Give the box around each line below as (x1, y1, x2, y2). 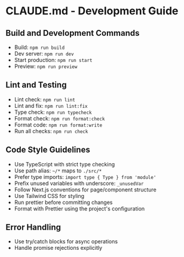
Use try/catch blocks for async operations (14, 238, 118, 245)
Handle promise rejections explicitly (14, 244, 103, 252)
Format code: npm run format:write (14, 121, 103, 128)
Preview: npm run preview (14, 63, 78, 70)
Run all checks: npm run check (14, 127, 88, 135)
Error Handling (5, 222, 61, 233)
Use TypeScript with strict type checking (14, 160, 115, 168)
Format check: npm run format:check (14, 114, 105, 122)
